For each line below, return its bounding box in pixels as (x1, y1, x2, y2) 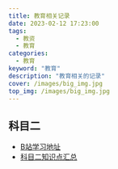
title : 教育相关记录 (8, 11, 70, 20)
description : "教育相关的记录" (8, 72, 105, 80)
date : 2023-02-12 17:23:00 (8, 19, 99, 27)
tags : (8, 27, 27, 35)
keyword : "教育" (8, 65, 61, 73)
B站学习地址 (19, 142, 61, 152)
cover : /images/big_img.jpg (8, 79, 103, 87)
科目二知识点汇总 (19, 152, 78, 162)
